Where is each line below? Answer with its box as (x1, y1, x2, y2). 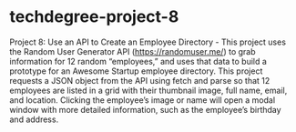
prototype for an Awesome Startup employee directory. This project (9, 66, 263, 76)
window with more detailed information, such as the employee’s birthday (9, 104, 281, 115)
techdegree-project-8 (9, 6, 179, 27)
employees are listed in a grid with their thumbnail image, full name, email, (9, 85, 288, 96)
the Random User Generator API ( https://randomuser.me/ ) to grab (9, 46, 257, 56)
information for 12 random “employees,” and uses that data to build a (9, 56, 267, 66)
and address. (9, 114, 59, 125)
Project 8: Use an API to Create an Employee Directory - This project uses (9, 36, 287, 47)
